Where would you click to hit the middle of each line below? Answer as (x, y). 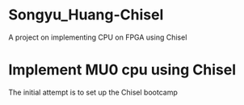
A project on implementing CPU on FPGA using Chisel (98, 37)
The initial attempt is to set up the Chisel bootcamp (93, 92)
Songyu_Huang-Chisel (86, 15)
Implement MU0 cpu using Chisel (122, 70)
